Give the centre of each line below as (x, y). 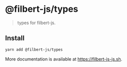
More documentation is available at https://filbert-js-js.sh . (64, 59)
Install (15, 38)
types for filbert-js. (36, 23)
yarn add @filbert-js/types (34, 50)
